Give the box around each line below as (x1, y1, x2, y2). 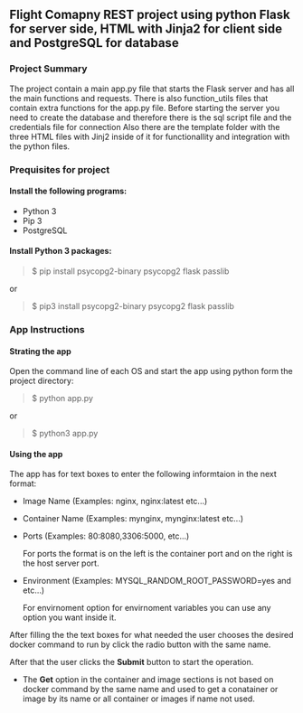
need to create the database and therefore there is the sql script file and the (9, 112, 292, 123)
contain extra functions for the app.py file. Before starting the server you (9, 102, 280, 113)
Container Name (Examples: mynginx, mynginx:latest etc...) (22, 513, 244, 524)
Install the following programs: (9, 185, 128, 197)
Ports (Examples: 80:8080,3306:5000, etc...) (22, 530, 190, 541)
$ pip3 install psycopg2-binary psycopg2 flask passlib (31, 301, 235, 312)
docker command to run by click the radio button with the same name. (9, 639, 271, 650)
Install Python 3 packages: (9, 246, 112, 257)
